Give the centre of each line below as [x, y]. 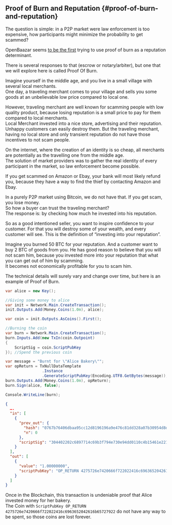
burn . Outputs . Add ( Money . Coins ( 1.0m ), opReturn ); [58, 381]
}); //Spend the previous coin [39, 352]
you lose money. [23, 202]
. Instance [52, 371]
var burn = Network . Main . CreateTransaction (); [56, 333]
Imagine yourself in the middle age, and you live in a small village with [79, 80]
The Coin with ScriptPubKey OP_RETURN [46, 506]
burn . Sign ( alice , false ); [33, 385]
